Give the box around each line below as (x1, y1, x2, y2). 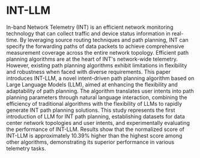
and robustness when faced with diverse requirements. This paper (6, 68, 171, 75)
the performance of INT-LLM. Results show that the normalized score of (6, 126, 185, 133)
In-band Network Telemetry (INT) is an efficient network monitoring (6, 23, 174, 31)
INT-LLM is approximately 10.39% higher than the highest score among (6, 132, 183, 139)
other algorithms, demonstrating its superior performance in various (6, 138, 175, 145)
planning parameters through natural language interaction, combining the (6, 94, 187, 101)
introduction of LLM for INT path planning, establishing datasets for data (6, 112, 185, 120)
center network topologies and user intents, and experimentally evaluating (6, 119, 190, 126)
